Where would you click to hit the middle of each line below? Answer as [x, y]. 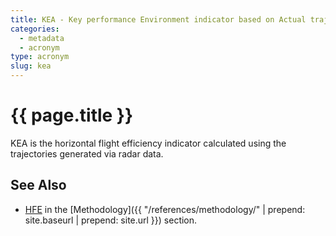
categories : [35, 29]
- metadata [42, 38]
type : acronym [40, 57]
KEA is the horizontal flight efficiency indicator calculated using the [148, 143]
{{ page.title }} [72, 115]
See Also [38, 185]
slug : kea [31, 66]
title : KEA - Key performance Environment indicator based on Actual [158, 19]
